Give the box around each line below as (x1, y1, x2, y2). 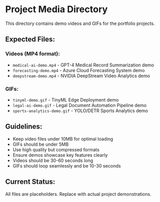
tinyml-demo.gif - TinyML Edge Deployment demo (12, 96, 119, 103)
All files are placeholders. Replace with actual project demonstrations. (5, 191, 151, 197)
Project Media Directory (5, 4, 108, 15)
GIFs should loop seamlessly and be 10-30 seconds (12, 162, 121, 169)
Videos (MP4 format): (5, 50, 60, 57)
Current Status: (5, 178, 55, 186)
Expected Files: (5, 35, 55, 44)
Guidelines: (5, 122, 43, 131)
